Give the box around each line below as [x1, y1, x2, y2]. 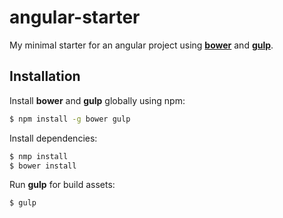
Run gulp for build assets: [9, 179, 116, 191]
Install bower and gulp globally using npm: [9, 94, 186, 106]
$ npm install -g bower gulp [9, 114, 131, 124]
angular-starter [9, 6, 141, 29]
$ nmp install [9, 151, 69, 161]
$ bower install [9, 161, 77, 171]
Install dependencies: [9, 132, 98, 144]
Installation [9, 68, 81, 85]
